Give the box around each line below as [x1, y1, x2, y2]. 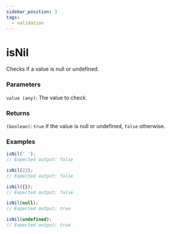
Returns [6, 109, 30, 117]
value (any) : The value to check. [6, 94, 88, 101]
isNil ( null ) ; [6, 200, 39, 206]
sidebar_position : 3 [6, 8, 58, 15]
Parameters [6, 80, 41, 89]
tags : [6, 14, 20, 20]
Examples [6, 137, 36, 145]
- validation [11, 20, 44, 26]
